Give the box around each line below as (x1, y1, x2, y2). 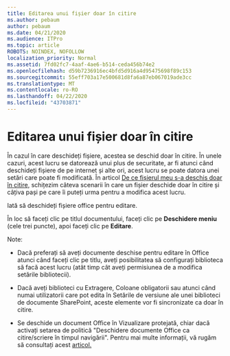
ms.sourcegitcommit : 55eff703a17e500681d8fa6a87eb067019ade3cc (7, 73, 192, 81)
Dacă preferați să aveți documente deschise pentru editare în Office (16, 248, 209, 257)
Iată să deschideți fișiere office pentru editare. (7, 201, 137, 209)
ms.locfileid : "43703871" (7, 99, 81, 106)
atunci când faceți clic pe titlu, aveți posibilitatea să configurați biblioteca (16, 255, 223, 264)
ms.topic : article (7, 42, 60, 49)
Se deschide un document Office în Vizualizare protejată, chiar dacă (16, 318, 210, 327)
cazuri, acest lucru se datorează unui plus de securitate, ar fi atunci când (7, 158, 214, 167)
